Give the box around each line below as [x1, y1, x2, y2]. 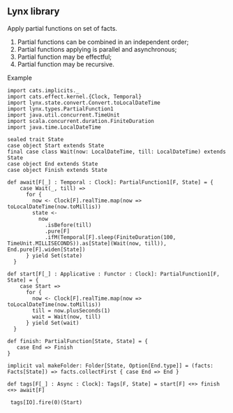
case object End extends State [7, 160, 98, 167]
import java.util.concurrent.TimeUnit [7, 111, 120, 118]
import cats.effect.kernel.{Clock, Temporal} [7, 93, 142, 100]
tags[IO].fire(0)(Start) [10, 398, 82, 406]
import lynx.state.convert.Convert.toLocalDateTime [7, 99, 160, 106]
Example [7, 73, 33, 82]
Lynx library [7, 6, 60, 17]
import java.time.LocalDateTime [7, 124, 101, 131]
